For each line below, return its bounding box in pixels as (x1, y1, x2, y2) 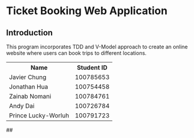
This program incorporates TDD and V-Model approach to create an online (6, 43, 188, 50)
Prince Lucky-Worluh (9, 111, 69, 119)
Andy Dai (9, 102, 35, 110)
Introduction (6, 28, 53, 38)
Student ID (76, 64, 108, 71)
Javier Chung (9, 73, 47, 81)
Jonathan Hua (9, 83, 48, 91)
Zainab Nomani (9, 93, 51, 100)
